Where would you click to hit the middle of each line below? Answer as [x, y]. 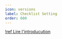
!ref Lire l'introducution [28, 32]
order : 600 [16, 18]
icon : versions [20, 9]
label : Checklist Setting [31, 14]
